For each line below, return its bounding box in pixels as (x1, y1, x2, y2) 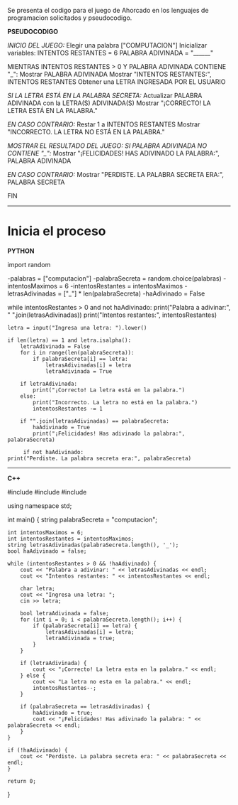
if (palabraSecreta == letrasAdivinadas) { (20, 703, 151, 710)
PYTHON (7, 247, 35, 255)
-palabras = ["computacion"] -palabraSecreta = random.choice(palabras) (7, 274, 222, 283)
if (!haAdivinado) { (7, 746, 69, 754)
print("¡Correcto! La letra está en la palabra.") (33, 387, 186, 394)
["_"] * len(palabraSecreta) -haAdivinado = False (63, 289, 205, 298)
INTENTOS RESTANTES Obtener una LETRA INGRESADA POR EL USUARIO (7, 77, 226, 86)
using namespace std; (7, 501, 72, 510)
